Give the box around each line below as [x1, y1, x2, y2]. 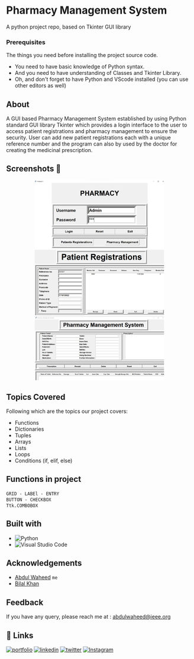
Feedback [6, 597, 44, 607]
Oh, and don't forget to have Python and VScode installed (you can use [14, 75, 189, 83]
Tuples [14, 432, 31, 439]
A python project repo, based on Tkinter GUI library [6, 23, 131, 30]
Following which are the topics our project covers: [6, 408, 128, 415]
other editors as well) [14, 82, 67, 89]
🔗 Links [6, 630, 34, 641]
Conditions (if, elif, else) [14, 457, 73, 464]
